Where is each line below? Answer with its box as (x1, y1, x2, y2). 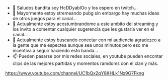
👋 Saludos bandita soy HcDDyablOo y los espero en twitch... (12, 5, 138, 11)
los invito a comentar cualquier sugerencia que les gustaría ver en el (12, 26, 154, 32)
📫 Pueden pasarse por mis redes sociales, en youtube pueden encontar (12, 53, 163, 59)
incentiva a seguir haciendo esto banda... (12, 48, 98, 53)
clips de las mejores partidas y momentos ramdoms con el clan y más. (12, 60, 158, 66)
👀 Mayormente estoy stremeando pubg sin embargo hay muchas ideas (12, 10, 159, 16)
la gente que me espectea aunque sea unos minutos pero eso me (12, 42, 148, 48)
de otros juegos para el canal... (12, 16, 77, 21)
